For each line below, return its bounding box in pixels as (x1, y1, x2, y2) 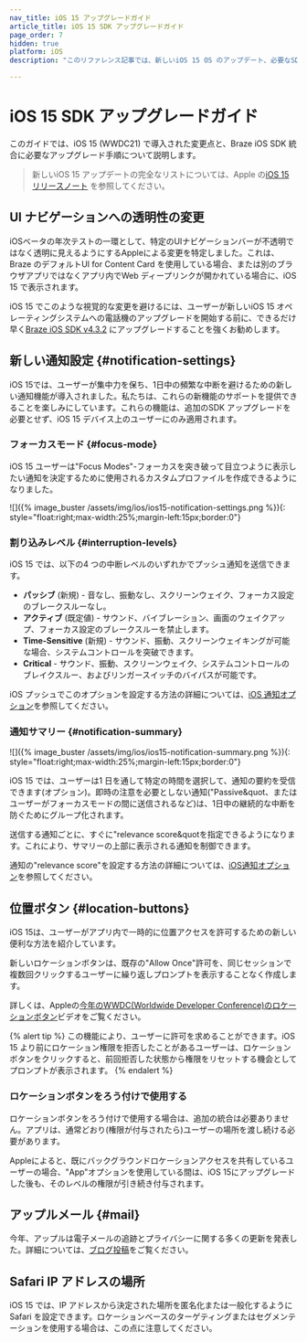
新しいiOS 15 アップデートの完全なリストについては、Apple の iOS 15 (31, 168, 290, 179)
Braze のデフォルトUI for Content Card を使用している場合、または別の (9, 258, 277, 270)
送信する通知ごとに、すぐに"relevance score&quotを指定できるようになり (9, 829, 288, 840)
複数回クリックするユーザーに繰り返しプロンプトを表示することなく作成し (9, 969, 290, 980)
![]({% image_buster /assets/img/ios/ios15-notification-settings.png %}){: (9, 502, 286, 513)
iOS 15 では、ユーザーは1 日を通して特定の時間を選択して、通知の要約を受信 (9, 775, 296, 786)
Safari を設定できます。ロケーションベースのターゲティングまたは (9, 1311, 257, 1322)
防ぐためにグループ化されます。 (9, 810, 129, 821)
